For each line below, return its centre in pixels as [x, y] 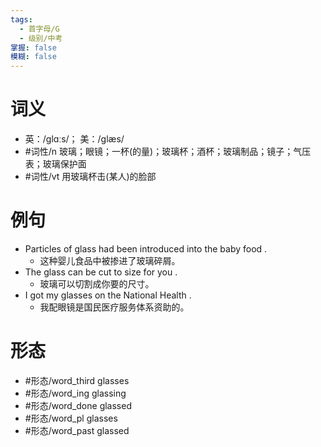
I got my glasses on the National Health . [108, 295]
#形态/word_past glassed [77, 430]
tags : [21, 19]
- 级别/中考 [41, 38]
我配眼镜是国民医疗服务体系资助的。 [114, 307]
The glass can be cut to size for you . [101, 272]
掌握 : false [33, 47]
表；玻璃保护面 [55, 164]
